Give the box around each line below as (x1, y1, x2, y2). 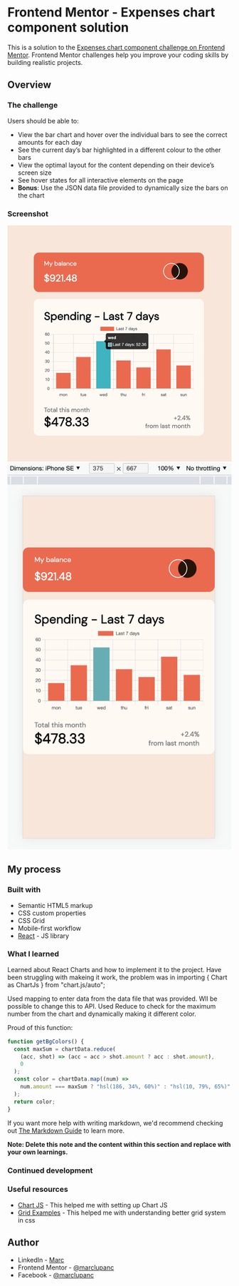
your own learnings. (7, 1148, 68, 1156)
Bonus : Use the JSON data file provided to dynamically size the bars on (17, 183, 229, 192)
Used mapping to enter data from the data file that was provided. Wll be (7, 994, 218, 1003)
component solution (7, 19, 129, 36)
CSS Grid (17, 916, 45, 924)
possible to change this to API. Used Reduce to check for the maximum (7, 1001, 216, 1010)
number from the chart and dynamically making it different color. (7, 1009, 197, 1018)
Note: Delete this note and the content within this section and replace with (7, 1140, 231, 1148)
